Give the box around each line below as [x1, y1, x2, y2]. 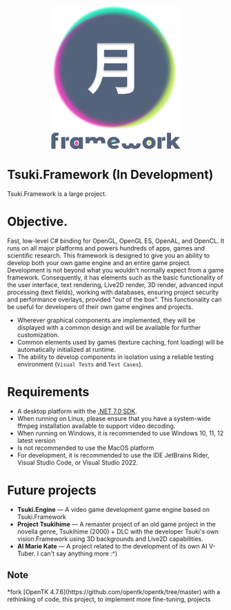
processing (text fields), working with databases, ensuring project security [7, 288, 219, 296]
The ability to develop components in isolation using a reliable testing [17, 353, 214, 361]
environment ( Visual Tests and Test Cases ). [17, 360, 143, 368]
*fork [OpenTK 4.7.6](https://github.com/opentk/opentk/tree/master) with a [7, 587, 221, 596]
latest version [17, 436, 57, 444]
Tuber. [17, 549, 36, 558]
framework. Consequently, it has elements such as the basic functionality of [7, 273, 223, 282]
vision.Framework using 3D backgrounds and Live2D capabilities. [17, 534, 203, 543]
